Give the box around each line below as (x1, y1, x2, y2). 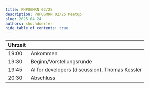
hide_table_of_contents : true (5, 26, 69, 31)
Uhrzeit (8, 42, 26, 49)
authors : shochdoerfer (5, 21, 53, 26)
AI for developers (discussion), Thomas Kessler (30, 66, 142, 73)
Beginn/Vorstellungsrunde (30, 58, 92, 65)
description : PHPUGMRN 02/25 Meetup (5, 12, 82, 17)
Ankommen (30, 50, 58, 57)
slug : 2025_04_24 (5, 16, 42, 21)
